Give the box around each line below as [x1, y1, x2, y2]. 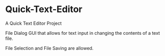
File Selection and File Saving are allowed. [5, 45, 94, 51]
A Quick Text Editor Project [5, 20, 62, 26]
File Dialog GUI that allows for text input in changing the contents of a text [5, 30, 160, 36]
